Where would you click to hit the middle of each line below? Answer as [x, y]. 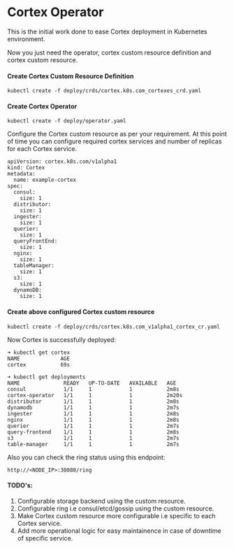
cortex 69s [39, 364]
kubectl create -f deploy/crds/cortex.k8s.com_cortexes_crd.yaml [104, 91]
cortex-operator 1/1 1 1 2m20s [95, 395]
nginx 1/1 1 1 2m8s [93, 420]
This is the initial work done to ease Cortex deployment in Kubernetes [107, 31]
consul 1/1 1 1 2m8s [93, 389]
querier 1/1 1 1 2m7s [93, 426]
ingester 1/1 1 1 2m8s [93, 413]
